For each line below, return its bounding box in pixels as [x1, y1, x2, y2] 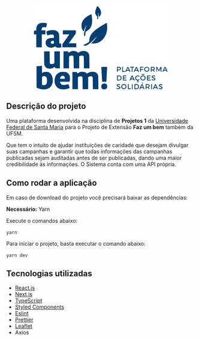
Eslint [14, 310, 29, 317]
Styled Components [14, 303, 65, 310]
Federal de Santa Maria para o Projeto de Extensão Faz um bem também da [6, 123, 194, 131]
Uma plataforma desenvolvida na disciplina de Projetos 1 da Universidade [6, 117, 189, 124]
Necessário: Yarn [6, 206, 50, 213]
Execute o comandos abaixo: [6, 217, 78, 224]
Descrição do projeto [6, 101, 86, 111]
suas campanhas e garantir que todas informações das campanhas [6, 147, 173, 155]
